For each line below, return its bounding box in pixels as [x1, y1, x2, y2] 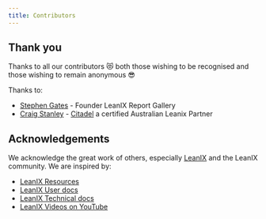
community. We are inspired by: [8, 161, 112, 171]
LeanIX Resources [19, 177, 80, 187]
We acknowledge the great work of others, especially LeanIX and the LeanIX [8, 153, 259, 163]
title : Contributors [8, 11, 77, 20]
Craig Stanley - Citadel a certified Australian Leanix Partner [19, 109, 213, 119]
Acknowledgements [8, 132, 110, 145]
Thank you [8, 41, 62, 55]
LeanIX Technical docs [19, 194, 95, 203]
